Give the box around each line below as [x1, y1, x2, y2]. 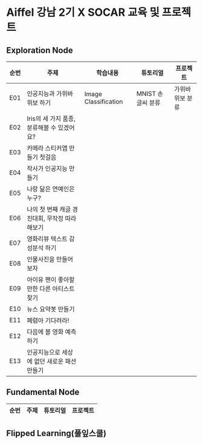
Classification [84, 97, 123, 106]
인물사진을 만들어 [27, 255, 74, 263]
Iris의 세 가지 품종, [27, 114, 76, 123]
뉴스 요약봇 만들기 [27, 305, 75, 313]
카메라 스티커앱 [27, 144, 68, 152]
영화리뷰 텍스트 [27, 235, 68, 243]
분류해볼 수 [27, 123, 57, 132]
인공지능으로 [27, 348, 60, 356]
